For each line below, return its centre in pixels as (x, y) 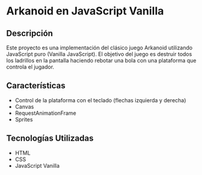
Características (36, 86)
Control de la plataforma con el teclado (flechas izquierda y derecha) (100, 100)
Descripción (30, 33)
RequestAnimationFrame (46, 113)
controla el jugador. (30, 67)
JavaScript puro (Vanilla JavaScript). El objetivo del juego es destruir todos (99, 54)
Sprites (24, 119)
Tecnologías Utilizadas (50, 139)
